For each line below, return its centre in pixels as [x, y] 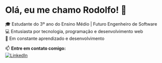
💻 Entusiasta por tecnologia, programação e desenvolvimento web [74, 31]
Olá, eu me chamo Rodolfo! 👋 [66, 10]
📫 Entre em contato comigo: [36, 48]
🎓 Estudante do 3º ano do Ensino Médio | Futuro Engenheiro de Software [81, 24]
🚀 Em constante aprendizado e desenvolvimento [55, 38]
